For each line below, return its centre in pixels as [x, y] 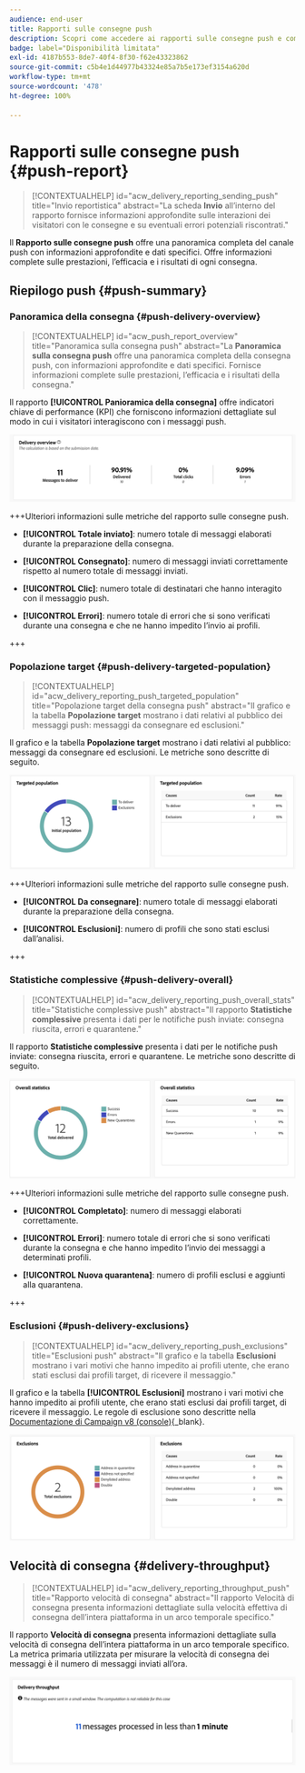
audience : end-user [46, 19]
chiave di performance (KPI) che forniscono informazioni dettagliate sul [143, 412]
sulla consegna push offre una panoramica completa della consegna [161, 356]
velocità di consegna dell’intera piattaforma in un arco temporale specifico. [149, 1644]
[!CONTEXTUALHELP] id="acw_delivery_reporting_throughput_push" [161, 1588]
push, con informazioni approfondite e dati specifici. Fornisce [146, 366]
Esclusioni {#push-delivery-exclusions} [99, 1326]
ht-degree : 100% [40, 95]
